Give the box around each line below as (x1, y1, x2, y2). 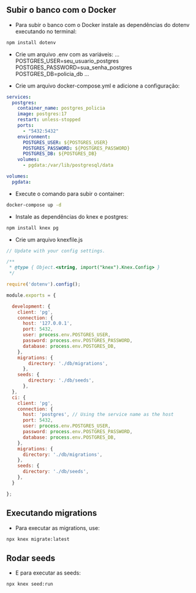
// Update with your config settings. (6, 247, 105, 254)
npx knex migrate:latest (6, 536, 70, 542)
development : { (12, 303, 51, 309)
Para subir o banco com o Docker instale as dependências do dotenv (15, 21, 190, 28)
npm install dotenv (6, 39, 56, 45)
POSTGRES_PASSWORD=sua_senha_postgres (15, 64, 132, 71)
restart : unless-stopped (17, 116, 81, 123)
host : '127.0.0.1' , (22, 320, 72, 327)
